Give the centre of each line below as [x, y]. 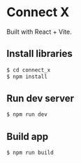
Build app [28, 137]
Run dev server [40, 98]
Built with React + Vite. [39, 32]
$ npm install [27, 77]
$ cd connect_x [29, 70]
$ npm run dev [27, 115]
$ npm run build [30, 152]
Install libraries [39, 54]
